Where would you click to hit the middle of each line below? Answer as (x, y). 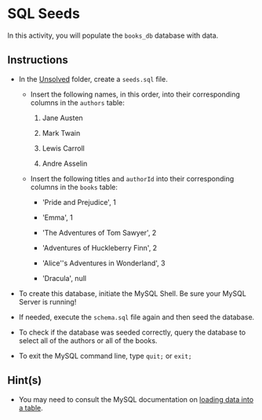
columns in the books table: (74, 187)
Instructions (38, 60)
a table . (31, 407)
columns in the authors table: (77, 102)
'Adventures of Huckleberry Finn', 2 (100, 247)
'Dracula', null (64, 278)
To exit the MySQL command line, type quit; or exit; (105, 356)
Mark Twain (61, 133)
